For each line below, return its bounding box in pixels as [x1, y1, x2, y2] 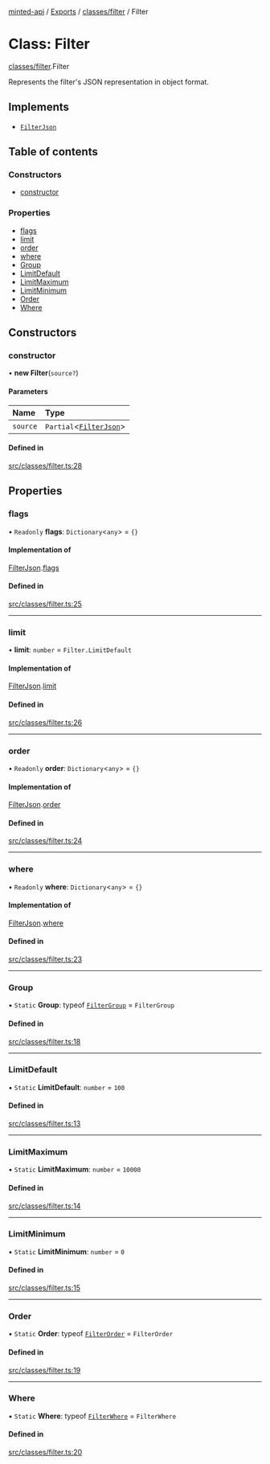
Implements [8, 100, 70, 114]
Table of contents [8, 145, 98, 159]
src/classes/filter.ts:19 [8, 1365, 81, 1375]
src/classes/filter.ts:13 [8, 1119, 81, 1129]
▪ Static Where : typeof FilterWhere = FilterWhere [8, 1411, 177, 1421]
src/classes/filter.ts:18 [8, 1036, 81, 1046]
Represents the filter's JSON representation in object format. [8, 76, 209, 87]
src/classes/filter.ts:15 [8, 1283, 81, 1293]
